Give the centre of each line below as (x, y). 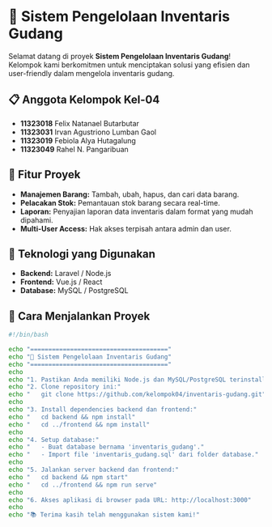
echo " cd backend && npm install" (72, 417)
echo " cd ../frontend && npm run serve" (83, 485)
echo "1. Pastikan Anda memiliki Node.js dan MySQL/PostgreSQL (117, 380)
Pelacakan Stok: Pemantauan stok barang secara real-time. (120, 202)
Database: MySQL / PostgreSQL (74, 291)
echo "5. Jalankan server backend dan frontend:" (94, 470)
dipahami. (37, 220)
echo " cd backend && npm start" (68, 477)
